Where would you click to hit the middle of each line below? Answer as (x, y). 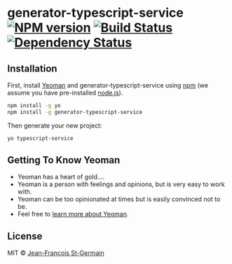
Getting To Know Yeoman (64, 160)
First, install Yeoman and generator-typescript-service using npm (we (108, 85)
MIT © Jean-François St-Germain (56, 253)
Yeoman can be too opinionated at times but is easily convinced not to (119, 199)
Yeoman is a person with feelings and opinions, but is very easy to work (121, 184)
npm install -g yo (34, 106)
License (25, 236)
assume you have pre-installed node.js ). (65, 93)
